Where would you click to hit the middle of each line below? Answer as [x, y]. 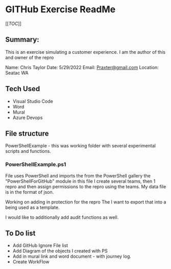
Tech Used [23, 89]
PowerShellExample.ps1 [36, 165]
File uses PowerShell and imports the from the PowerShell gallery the [78, 175]
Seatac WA [17, 73]
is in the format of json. [30, 192]
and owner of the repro [30, 57]
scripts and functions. [28, 151]
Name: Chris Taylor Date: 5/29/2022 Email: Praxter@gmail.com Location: [82, 67]
